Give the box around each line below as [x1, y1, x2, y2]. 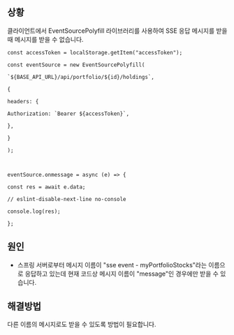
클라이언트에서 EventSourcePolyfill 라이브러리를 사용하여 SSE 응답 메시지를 [7, 27, 215, 35]
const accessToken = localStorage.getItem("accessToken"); [7, 49, 183, 56]
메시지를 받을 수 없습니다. [14, 35, 84, 43]
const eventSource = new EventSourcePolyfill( [7, 61, 145, 68]
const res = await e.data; [7, 184, 86, 191]
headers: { [7, 98, 39, 105]
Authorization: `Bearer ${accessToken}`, [7, 110, 130, 117]
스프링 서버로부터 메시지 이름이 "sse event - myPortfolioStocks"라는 [17, 260, 207, 269]
